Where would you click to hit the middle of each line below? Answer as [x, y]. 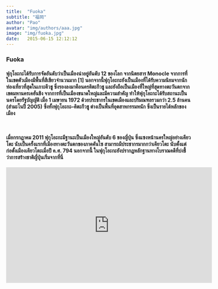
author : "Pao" [24, 22]
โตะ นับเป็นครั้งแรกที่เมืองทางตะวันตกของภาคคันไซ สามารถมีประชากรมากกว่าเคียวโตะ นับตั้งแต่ [96, 144]
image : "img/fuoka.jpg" [35, 33]
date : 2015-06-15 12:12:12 [42, 39]
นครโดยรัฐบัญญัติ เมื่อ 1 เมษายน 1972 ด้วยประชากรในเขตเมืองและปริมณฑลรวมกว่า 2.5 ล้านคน [98, 100]
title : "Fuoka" [26, 11]
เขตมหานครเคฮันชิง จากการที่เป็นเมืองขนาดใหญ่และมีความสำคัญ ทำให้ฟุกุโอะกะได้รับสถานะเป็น [97, 93]
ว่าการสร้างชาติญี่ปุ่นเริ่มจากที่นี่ [35, 157]
